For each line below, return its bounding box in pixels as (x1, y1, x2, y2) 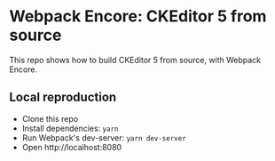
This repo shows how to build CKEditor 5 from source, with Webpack (9, 54, 262, 65)
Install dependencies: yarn (21, 123, 119, 133)
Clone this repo (21, 113, 78, 124)
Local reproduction (9, 90, 117, 105)
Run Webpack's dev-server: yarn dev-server (21, 132, 186, 143)
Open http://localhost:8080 (21, 141, 122, 152)
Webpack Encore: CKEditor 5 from (9, 6, 267, 27)
